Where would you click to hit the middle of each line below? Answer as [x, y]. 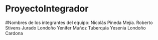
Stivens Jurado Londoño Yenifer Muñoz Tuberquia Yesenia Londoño [76, 27]
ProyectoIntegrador [47, 9]
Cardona [14, 33]
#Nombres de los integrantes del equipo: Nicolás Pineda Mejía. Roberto [79, 22]
